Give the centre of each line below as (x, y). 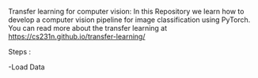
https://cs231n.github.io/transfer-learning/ (77, 36)
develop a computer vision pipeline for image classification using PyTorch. (129, 20)
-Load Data (27, 67)
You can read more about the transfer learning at (88, 28)
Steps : (20, 52)
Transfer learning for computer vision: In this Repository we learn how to (126, 11)
